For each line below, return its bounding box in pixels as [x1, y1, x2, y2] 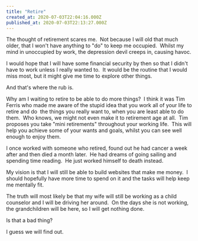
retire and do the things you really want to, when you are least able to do [6, 108, 184, 115]
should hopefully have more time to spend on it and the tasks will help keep [6, 175, 190, 182]
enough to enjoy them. [6, 133, 61, 140]
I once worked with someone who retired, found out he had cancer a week [6, 144, 188, 152]
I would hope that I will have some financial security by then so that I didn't [6, 60, 188, 67]
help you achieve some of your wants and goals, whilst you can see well [6, 127, 182, 134]
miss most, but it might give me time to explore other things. [6, 72, 152, 80]
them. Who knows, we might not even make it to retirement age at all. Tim [6, 114, 188, 121]
